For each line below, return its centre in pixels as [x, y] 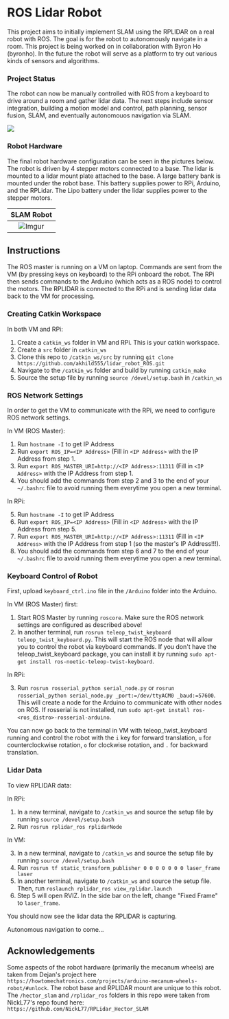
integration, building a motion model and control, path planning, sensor [107, 108]
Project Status [32, 78]
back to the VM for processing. [51, 296]
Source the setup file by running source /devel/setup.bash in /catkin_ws [120, 377]
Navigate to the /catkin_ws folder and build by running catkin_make [111, 370]
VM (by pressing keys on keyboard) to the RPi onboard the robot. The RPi [111, 274]
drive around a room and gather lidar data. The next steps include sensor [110, 101]
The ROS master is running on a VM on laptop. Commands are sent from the [115, 267]
